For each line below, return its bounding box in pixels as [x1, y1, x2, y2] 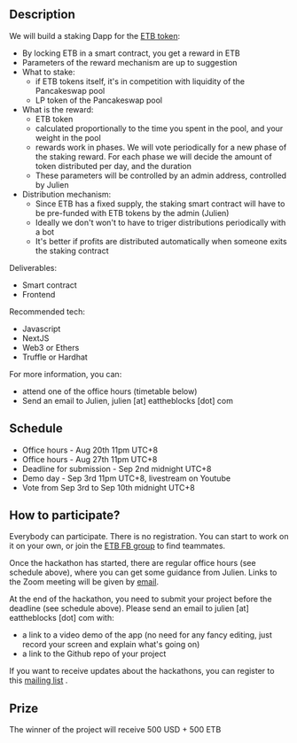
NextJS [21, 332, 50, 344]
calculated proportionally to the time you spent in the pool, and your [35, 123, 284, 134]
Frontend [21, 289, 56, 299]
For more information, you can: [9, 368, 122, 379]
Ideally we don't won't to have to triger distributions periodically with [35, 217, 286, 228]
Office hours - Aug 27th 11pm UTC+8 [21, 453, 158, 464]
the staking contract [35, 245, 109, 256]
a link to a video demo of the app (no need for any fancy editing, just [21, 630, 273, 640]
